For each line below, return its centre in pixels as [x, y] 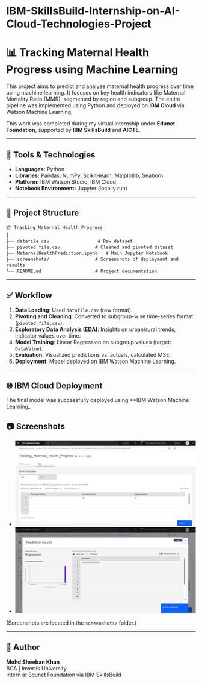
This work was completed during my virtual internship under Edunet [91, 124]
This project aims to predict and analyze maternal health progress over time [100, 86]
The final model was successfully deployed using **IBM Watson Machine [98, 400]
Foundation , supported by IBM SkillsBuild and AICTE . [73, 130]
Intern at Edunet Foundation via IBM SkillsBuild [64, 675]
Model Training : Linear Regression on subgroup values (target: [93, 342]
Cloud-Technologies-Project [79, 24]
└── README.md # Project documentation [82, 271]
